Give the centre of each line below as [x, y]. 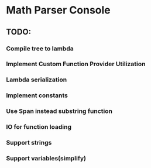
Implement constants [37, 95]
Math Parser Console [59, 10]
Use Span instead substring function [59, 111]
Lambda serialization [37, 80]
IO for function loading [39, 127]
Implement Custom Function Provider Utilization [76, 64]
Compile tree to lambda [40, 49]
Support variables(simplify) [46, 158]
